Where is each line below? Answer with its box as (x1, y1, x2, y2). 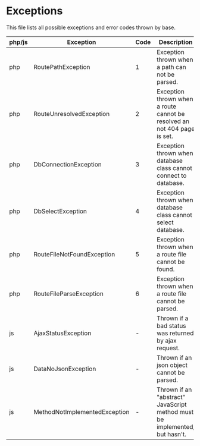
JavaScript (157, 400, 187, 409)
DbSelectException (33, 207, 87, 215)
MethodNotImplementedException (33, 407, 130, 416)
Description (158, 37, 193, 46)
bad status (157, 321, 186, 329)
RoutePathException (33, 62, 90, 71)
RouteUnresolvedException (33, 109, 110, 118)
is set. (157, 132, 174, 140)
